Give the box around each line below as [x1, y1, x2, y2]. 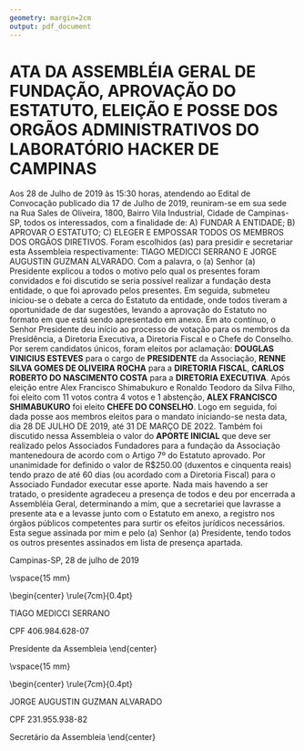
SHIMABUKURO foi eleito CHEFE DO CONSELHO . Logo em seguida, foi [9, 402, 278, 412]
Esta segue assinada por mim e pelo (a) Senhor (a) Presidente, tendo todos [9, 527, 291, 538]
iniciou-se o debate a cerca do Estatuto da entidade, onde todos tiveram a [9, 295, 288, 306]
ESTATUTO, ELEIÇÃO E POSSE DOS [9, 99, 279, 120]
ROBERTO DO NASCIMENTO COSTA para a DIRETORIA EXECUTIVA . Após [9, 372, 291, 383]
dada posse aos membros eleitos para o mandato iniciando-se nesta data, [9, 412, 288, 422]
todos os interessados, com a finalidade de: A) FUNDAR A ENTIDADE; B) [24, 217, 296, 228]
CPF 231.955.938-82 [9, 714, 88, 725]
